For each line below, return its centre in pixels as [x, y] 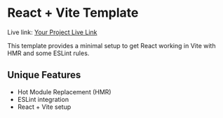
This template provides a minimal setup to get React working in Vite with [111, 45]
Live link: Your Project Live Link [52, 32]
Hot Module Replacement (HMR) [64, 91]
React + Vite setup [44, 107]
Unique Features [44, 75]
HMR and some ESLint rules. [48, 53]
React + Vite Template [73, 13]
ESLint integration [43, 99]
